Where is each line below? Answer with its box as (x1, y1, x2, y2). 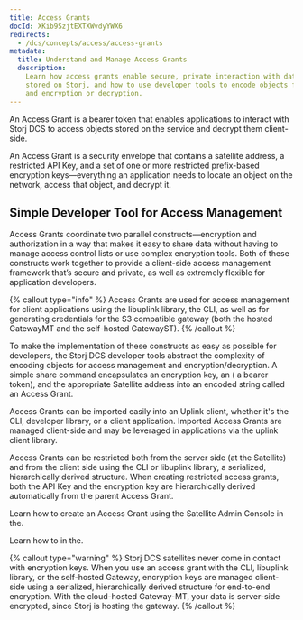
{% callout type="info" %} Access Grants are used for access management (9, 294, 290, 305)
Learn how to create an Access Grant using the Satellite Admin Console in (9, 508, 284, 519)
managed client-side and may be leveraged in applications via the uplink (9, 425, 279, 436)
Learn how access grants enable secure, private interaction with (25, 72, 280, 81)
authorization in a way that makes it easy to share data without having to (9, 238, 279, 249)
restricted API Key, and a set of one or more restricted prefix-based (9, 160, 260, 171)
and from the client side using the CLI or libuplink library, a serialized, (9, 462, 267, 473)
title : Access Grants (9, 13, 91, 23)
